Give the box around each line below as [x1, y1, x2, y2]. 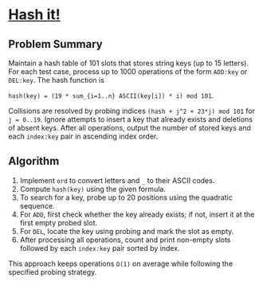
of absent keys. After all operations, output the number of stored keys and [8, 123, 251, 132]
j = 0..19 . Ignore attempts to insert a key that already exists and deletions [8, 115, 253, 124]
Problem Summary [8, 37, 103, 51]
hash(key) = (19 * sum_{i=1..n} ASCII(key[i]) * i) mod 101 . [8, 91, 214, 100]
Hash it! [8, 6, 61, 24]
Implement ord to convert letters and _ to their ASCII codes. [19, 175, 215, 185]
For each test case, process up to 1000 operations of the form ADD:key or [8, 67, 248, 76]
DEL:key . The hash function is [8, 76, 105, 84]
